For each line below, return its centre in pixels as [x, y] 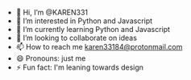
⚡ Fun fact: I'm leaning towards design [79, 67]
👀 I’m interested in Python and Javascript [84, 21]
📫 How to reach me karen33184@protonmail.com [99, 47]
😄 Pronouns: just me [51, 58]
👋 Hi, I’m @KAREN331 [52, 12]
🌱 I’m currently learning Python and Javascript [93, 29]
